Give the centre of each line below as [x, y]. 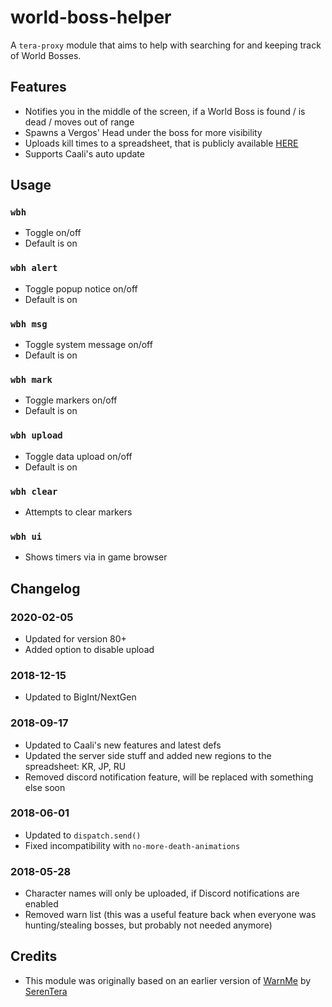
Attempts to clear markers [78, 512]
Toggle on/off [53, 233]
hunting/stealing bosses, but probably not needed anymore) [148, 925]
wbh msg [29, 324]
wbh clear [34, 491]
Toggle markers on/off [71, 400]
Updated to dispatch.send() [83, 835]
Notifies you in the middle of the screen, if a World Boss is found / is [165, 111]
